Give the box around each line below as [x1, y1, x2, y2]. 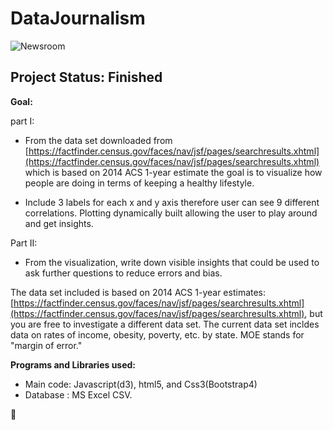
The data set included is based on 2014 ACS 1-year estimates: [10, 286, 267, 298]
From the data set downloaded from [24, 134, 173, 146]
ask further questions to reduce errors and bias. [24, 267, 223, 279]
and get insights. [24, 217, 94, 229]
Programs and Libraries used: [10, 358, 137, 371]
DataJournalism [10, 7, 146, 30]
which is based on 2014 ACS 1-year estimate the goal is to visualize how [24, 166, 323, 178]
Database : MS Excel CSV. [24, 388, 133, 401]
